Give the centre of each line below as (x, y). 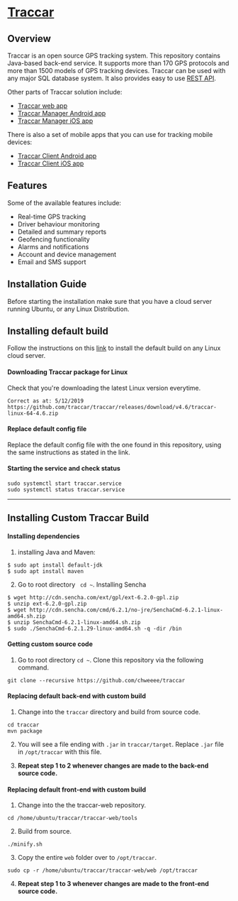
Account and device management (67, 254)
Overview (29, 39)
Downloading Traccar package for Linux (68, 372)
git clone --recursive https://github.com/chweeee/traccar (96, 680)
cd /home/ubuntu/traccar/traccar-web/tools (73, 818)
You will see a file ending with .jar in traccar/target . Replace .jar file (121, 744)
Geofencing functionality (53, 239)
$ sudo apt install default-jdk (55, 565)
